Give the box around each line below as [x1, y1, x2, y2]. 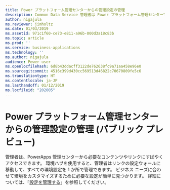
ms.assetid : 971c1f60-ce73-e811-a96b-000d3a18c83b [5, 31, 114, 36]
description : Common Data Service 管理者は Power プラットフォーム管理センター [5, 12, 163, 17]
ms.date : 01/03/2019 [5, 26, 49, 31]
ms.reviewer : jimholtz [5, 21, 53, 27]
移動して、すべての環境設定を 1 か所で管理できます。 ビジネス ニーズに [5, 167, 153, 173]
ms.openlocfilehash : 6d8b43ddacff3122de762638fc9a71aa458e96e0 [5, 64, 142, 69]
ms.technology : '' [5, 50, 44, 55]
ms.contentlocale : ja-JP [5, 78, 58, 83]
